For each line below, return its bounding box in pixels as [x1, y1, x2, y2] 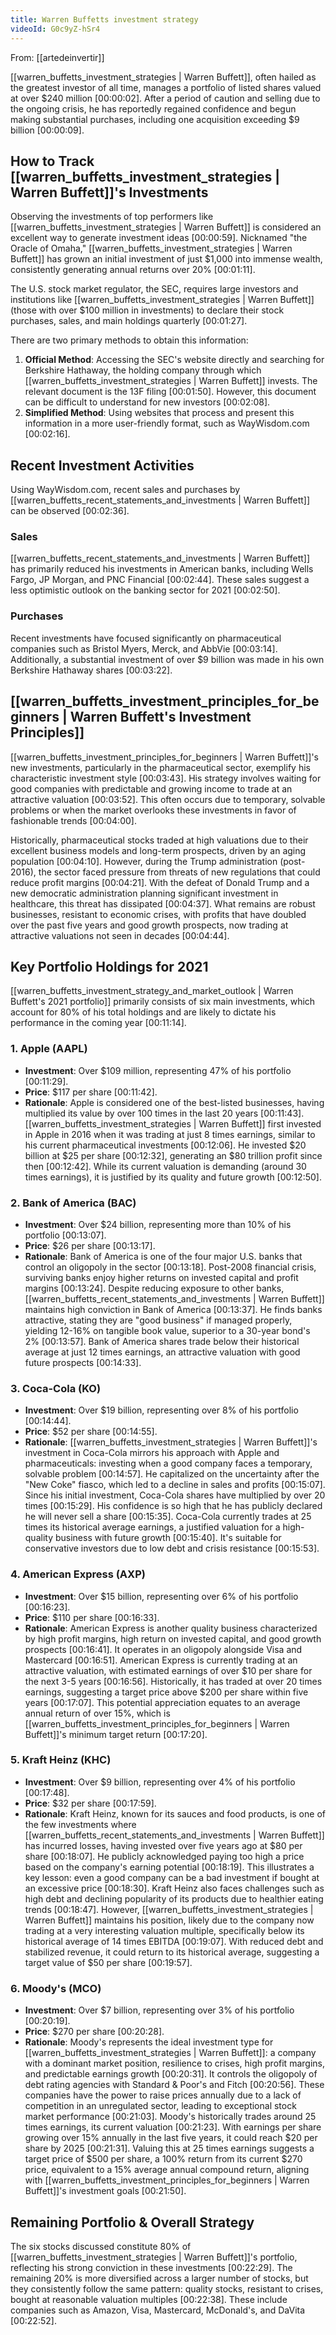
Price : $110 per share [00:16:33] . [24, 1611, 160, 1623]
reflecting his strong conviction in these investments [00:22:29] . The [10, 2261, 293, 2273]
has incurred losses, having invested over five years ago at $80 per [24, 1839, 303, 1851]
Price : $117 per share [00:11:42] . [24, 1086, 158, 1098]
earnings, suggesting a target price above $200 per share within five [24, 1686, 309, 1698]
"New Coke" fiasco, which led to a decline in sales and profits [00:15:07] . [24, 1479, 326, 1491]
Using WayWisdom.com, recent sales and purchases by [10, 484, 241, 496]
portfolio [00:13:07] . [24, 1229, 107, 1241]
